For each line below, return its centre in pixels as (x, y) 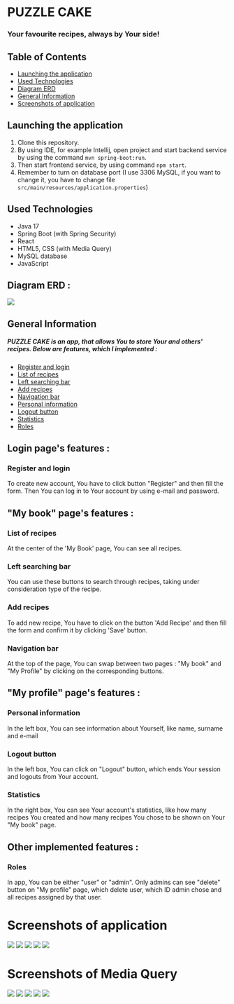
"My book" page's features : (71, 513)
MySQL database (42, 256)
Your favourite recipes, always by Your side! (83, 34)
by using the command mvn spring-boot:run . (82, 157)
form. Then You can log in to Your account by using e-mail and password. (113, 491)
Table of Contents (47, 57)
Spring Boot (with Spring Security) (67, 233)
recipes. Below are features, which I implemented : (82, 349)
